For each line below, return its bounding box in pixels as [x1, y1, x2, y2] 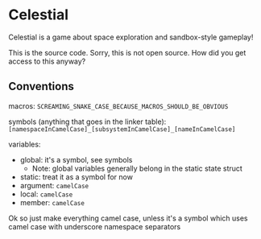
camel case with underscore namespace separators [8, 221, 181, 231]
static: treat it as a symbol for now [19, 171, 133, 182]
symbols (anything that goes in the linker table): [8, 117, 167, 126]
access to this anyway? [8, 56, 86, 66]
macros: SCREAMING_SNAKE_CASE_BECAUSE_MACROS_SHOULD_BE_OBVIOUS [8, 101, 229, 110]
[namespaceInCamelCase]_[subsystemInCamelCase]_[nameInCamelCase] [8, 125, 236, 134]
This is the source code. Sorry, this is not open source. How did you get [8, 47, 246, 57]
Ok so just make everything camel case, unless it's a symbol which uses [8, 213, 248, 223]
